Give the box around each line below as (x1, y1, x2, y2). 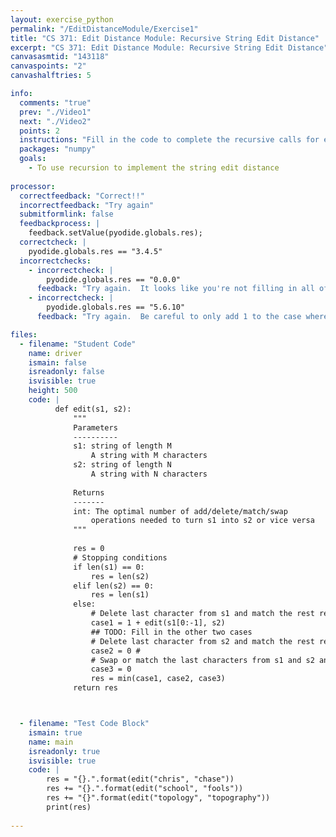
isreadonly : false (28, 367, 105, 377)
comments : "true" (19, 97, 92, 108)
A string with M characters (90, 451, 208, 461)
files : (10, 329, 38, 340)
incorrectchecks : (19, 256, 92, 266)
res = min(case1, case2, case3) (90, 674, 226, 684)
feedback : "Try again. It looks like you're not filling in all (36, 284, 315, 294)
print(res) (46, 802, 92, 812)
